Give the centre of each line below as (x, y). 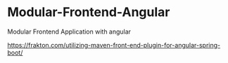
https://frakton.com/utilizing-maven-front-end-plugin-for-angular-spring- (114, 45)
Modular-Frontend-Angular (89, 12)
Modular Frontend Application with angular (69, 31)
